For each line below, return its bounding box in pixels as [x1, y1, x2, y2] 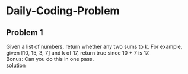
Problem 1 [6, 28, 43, 38]
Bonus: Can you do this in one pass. [6, 56, 94, 62]
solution [6, 62, 26, 69]
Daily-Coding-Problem [6, 4, 120, 18]
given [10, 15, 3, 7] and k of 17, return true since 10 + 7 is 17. [6, 49, 150, 56]
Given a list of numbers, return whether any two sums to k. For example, [6, 43, 183, 50]
